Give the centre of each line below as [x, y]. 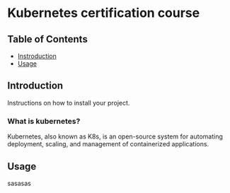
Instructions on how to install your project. [69, 103]
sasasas [19, 183]
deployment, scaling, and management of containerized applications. [108, 144]
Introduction [35, 86]
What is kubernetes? [44, 121]
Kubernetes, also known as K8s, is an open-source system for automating [115, 136]
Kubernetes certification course [104, 13]
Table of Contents [48, 39]
